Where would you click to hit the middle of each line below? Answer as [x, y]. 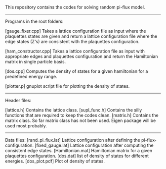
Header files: [18, 100]
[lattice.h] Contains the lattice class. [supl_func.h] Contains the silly [74, 110]
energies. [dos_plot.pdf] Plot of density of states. [55, 161]
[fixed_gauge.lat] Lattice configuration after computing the [94, 145]
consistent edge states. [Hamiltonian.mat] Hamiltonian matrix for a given [79, 150]
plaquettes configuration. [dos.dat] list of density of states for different [77, 156]
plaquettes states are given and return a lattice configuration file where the [81, 36]
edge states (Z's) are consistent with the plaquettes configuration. [72, 41]
